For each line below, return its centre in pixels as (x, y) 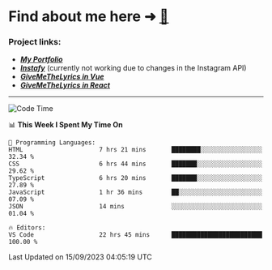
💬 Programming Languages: (52, 143)
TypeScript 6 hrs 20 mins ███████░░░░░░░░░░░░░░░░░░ (136, 178)
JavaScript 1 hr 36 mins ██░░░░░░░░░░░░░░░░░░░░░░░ (136, 193)
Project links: (35, 42)
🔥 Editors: (27, 228)
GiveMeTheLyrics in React (65, 85)
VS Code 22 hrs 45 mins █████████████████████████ (136, 235)
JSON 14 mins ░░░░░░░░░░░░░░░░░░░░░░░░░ (136, 207)
